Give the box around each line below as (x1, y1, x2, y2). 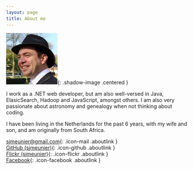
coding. (6, 109, 25, 116)
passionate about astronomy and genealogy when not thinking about (6, 103, 172, 110)
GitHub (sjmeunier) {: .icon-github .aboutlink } (6, 144, 116, 151)
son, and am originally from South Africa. (6, 126, 106, 133)
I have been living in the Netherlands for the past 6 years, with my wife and (6, 120, 188, 127)
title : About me (6, 15, 46, 22)
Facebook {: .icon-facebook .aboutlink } (6, 156, 101, 164)
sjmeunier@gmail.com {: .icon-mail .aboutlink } (6, 138, 118, 145)
